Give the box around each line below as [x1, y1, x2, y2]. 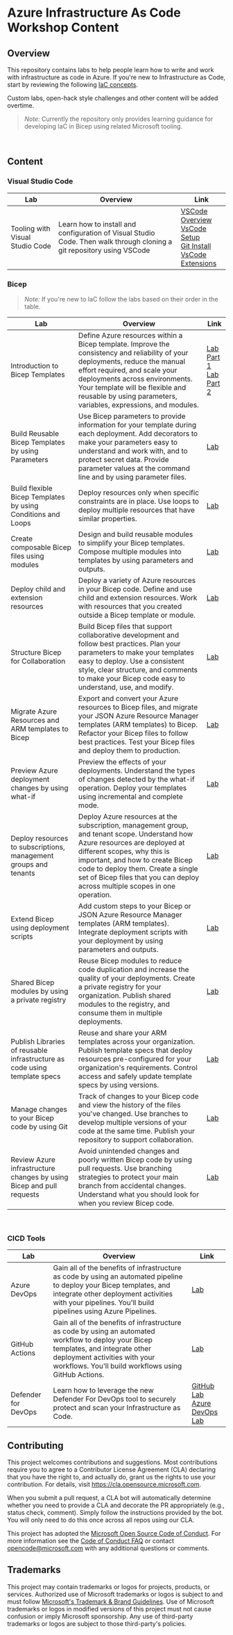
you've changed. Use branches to [78, 1108, 189, 1118]
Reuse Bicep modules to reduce [78, 955, 182, 965]
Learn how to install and [58, 219, 137, 229]
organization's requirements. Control [78, 1062, 198, 1072]
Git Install [180, 241, 212, 251]
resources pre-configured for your [78, 1054, 192, 1064]
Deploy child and [10, 584, 66, 593]
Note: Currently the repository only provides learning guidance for [24, 115, 214, 123]
